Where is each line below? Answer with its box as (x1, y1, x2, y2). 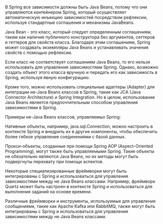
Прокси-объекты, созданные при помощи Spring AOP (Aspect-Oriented (5, 143, 153, 149)
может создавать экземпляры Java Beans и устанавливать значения (5, 45, 149, 50)
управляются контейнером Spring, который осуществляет (5, 9, 127, 15)
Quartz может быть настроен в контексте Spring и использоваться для (5, 184, 153, 189)
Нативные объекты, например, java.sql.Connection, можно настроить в (5, 123, 153, 129)
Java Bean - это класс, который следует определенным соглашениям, (5, 29, 152, 34)
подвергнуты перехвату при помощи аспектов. (5, 159, 104, 164)
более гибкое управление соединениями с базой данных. (5, 134, 126, 139)
